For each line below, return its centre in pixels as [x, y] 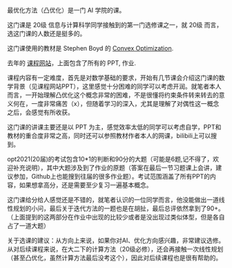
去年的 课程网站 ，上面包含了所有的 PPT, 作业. [72, 63]
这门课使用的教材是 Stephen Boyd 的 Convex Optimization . [90, 48]
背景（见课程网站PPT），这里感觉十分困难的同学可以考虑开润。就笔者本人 [117, 86]
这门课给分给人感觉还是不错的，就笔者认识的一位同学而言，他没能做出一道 [113, 200]
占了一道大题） [28, 226]
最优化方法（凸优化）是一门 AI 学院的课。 [66, 10]
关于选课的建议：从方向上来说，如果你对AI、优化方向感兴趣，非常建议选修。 [116, 240]
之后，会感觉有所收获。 [40, 112]
